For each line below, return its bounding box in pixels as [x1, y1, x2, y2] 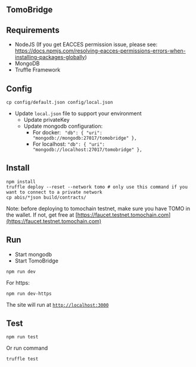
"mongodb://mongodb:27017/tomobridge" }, [32, 135, 137, 141]
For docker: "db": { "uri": [32, 129, 102, 136]
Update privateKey [23, 116, 70, 124]
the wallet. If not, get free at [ [6, 211, 78, 218]
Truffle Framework [14, 66, 61, 73]
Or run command [6, 344, 48, 351]
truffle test [6, 356, 39, 362]
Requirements [6, 25, 60, 35]
